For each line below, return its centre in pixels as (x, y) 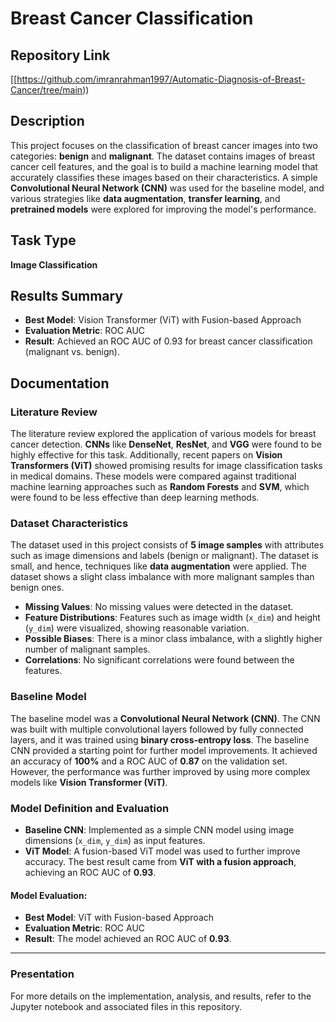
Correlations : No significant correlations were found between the (159, 660)
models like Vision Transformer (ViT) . (89, 782)
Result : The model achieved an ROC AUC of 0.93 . (128, 939)
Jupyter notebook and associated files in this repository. (126, 1006)
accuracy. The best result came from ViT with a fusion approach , (160, 862)
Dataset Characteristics (69, 524)
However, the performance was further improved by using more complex (160, 771)
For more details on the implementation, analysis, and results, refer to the (161, 996)
